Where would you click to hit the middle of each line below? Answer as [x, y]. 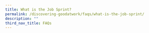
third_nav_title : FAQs [28, 23]
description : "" [22, 18]
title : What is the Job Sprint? [38, 9]
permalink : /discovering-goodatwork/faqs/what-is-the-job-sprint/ [75, 14]
